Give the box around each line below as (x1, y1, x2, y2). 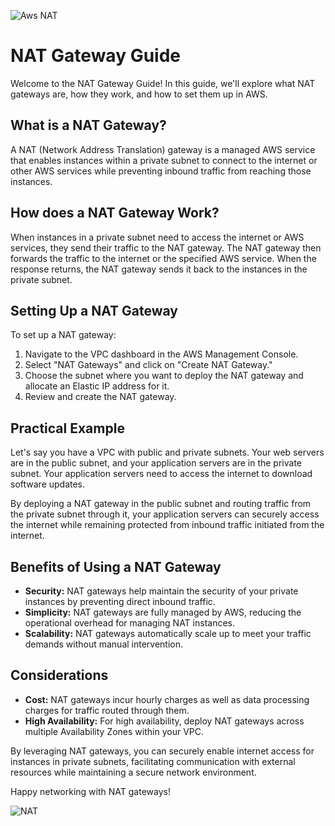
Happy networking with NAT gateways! (10, 785, 171, 797)
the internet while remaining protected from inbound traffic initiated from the (10, 519, 325, 531)
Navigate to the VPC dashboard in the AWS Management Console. (24, 348, 299, 360)
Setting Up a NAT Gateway (10, 302, 178, 319)
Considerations (10, 667, 109, 684)
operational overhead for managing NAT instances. (24, 617, 236, 629)
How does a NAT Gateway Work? (10, 205, 220, 222)
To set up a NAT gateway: (10, 329, 117, 341)
